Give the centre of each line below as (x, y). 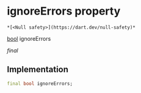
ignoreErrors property (64, 11)
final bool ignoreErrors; (40, 83)
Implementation (38, 70)
